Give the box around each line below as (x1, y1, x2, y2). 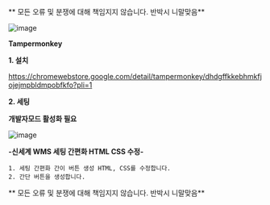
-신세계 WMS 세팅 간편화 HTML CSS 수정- (8, 147, 143, 156)
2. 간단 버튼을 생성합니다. (8, 173, 86, 181)
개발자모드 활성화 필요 (8, 114, 77, 123)
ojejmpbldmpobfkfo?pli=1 (8, 80, 93, 90)
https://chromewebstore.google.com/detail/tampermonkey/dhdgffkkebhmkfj (8, 72, 262, 81)
